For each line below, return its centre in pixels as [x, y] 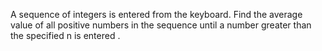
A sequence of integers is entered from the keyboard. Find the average [156, 14]
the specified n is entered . [65, 35]
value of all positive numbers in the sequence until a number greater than [161, 25]
